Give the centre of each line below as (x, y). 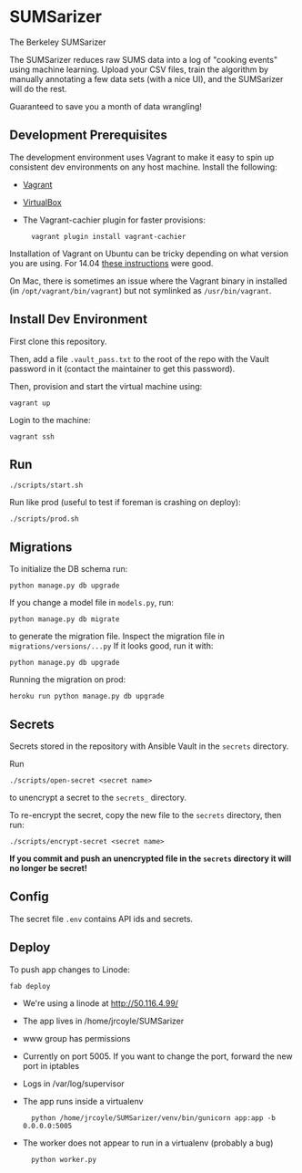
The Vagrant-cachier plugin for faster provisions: (114, 220)
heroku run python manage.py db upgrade (87, 696)
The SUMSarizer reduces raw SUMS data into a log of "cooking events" (144, 59)
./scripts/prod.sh (44, 519)
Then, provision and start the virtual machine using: (106, 386)
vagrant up (30, 403)
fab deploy (30, 986)
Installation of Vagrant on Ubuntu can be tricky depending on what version (149, 254)
